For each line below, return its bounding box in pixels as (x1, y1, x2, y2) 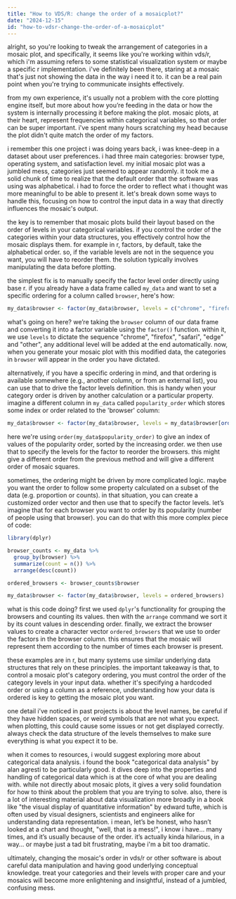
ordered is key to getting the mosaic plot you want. (7, 694, 155, 702)
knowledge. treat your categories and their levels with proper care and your (7, 869, 226, 877)
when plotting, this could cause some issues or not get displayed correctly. (7, 722, 225, 730)
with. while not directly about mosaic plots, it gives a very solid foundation (7, 780, 222, 789)
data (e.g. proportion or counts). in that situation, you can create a (7, 491, 199, 499)
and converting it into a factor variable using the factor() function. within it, (7, 325, 227, 334)
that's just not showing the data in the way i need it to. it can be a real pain (7, 72, 223, 81)
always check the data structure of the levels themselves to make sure (7, 729, 211, 738)
